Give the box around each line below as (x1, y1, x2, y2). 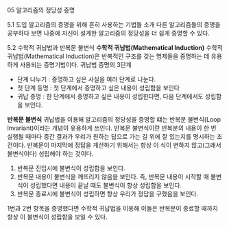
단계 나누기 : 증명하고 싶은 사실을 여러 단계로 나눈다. (16, 75, 156, 83)
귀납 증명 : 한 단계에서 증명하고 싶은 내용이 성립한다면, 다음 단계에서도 (16, 92, 204, 101)
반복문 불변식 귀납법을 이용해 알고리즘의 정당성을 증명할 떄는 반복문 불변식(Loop (7, 116, 221, 123)
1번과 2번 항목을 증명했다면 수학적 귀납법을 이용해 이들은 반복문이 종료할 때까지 (7, 204, 218, 212)
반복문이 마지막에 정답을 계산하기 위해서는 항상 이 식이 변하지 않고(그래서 (27, 141, 221, 149)
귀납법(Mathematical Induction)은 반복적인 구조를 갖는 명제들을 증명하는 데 (7, 52, 210, 60)
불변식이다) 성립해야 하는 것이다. (7, 150, 94, 157)
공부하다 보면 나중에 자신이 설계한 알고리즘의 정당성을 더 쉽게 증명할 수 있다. (7, 29, 210, 37)
